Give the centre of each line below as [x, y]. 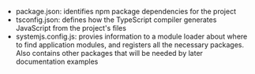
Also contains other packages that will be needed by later [109, 53]
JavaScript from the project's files [71, 28]
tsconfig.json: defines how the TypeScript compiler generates [116, 20]
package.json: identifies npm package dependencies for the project [126, 11]
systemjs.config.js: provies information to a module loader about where [131, 36]
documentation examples [57, 61]
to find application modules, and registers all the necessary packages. [130, 45]
